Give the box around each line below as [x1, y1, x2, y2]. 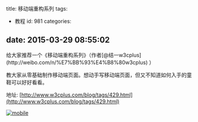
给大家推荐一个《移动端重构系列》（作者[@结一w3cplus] [6, 51, 141, 58]
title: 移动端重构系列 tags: [6, 5, 68, 12]
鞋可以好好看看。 [6, 78, 48, 85]
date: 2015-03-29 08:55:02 [6, 35, 110, 45]
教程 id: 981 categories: [14, 18, 72, 25]
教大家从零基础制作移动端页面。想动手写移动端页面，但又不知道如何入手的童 [6, 71, 192, 78]
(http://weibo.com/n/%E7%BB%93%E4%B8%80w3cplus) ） [6, 58, 155, 66]
